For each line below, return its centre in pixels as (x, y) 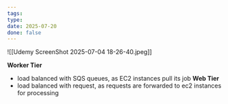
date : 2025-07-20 (32, 26)
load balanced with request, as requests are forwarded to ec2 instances (119, 86)
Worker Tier (25, 65)
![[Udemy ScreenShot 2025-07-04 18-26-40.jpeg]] (80, 52)
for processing (38, 93)
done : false (24, 32)
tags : (15, 13)
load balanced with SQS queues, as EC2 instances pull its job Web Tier (118, 79)
